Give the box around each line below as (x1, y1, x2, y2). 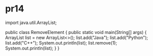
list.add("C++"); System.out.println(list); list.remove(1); (5, 39, 117, 45)
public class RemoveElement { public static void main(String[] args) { (5, 29, 147, 35)
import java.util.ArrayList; (5, 19, 57, 25)
